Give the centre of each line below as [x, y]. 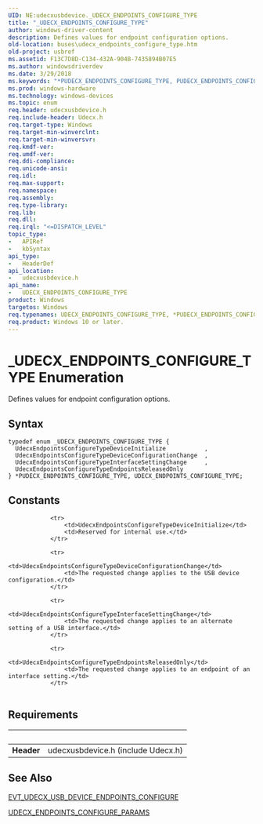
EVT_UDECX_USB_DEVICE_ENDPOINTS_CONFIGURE [94, 797]
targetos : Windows [38, 307]
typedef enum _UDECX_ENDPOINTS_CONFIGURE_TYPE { [89, 442]
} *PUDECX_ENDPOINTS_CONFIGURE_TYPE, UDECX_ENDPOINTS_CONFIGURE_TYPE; [126, 476]
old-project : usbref [42, 52]
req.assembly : [31, 198]
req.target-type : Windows [50, 125]
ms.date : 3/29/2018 [40, 74]
